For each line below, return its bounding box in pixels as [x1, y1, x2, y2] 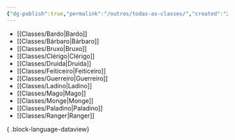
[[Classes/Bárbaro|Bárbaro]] [16, 36, 100, 45]
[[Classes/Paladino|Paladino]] [16, 104, 103, 112]
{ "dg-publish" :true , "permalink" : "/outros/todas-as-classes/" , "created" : [6, 10, 224, 17]
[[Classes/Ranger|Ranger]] [16, 111, 95, 120]
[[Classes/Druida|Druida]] [16, 59, 92, 67]
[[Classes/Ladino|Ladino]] [16, 81, 93, 90]
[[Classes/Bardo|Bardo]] [16, 29, 88, 38]
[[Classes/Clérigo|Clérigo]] [16, 52, 95, 60]
